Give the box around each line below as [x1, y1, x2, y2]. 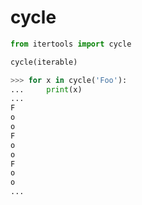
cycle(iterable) [10, 57, 78, 67]
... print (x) [10, 84, 83, 95]
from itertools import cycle [10, 39, 132, 49]
